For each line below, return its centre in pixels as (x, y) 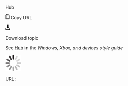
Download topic (22, 38)
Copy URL (21, 18)
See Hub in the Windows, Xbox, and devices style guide (64, 48)
